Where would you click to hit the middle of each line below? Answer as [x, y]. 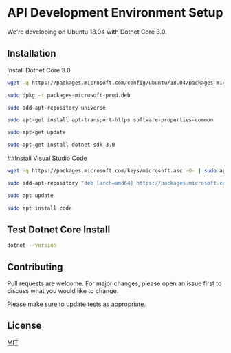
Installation [32, 53]
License [24, 326]
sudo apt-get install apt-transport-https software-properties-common [110, 120]
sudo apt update [30, 195]
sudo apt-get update [37, 132]
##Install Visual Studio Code [47, 158]
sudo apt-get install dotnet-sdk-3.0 [61, 145]
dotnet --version [32, 245]
